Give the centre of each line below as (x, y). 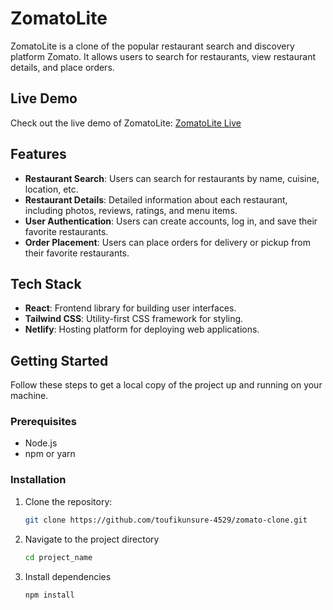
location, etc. (51, 189)
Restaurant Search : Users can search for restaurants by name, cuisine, (172, 178)
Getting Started (59, 360)
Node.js (41, 443)
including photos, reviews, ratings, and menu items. (131, 210)
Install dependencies (68, 576)
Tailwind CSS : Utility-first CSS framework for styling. (134, 319)
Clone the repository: (68, 501)
